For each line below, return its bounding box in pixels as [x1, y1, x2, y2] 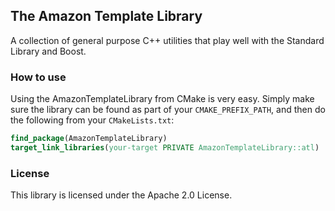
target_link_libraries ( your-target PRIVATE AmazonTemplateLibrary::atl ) [10, 142, 320, 153]
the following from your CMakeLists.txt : [10, 114, 175, 126]
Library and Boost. [10, 45, 87, 57]
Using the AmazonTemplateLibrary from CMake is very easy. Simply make [10, 93, 315, 105]
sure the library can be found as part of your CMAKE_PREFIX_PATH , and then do [10, 104, 326, 116]
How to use [10, 70, 67, 84]
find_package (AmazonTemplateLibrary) [10, 134, 168, 144]
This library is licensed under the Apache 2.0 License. [10, 189, 233, 201]
